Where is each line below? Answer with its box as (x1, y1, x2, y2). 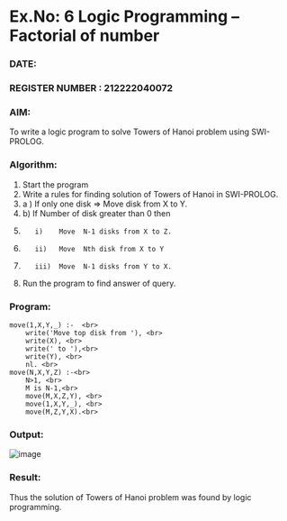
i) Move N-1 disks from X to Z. (34, 227, 173, 236)
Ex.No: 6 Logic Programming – (9, 6, 240, 27)
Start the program (22, 178, 89, 190)
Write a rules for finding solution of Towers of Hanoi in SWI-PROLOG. (22, 188, 279, 199)
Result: (9, 471, 41, 484)
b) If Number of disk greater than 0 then (22, 207, 171, 218)
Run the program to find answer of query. (22, 278, 176, 288)
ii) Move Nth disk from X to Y (34, 244, 165, 253)
